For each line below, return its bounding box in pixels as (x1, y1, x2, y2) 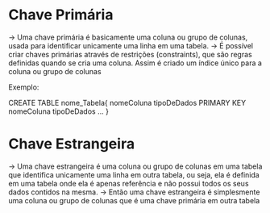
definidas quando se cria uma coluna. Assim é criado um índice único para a (8, 58, 262, 68)
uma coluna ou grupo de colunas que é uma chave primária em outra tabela (8, 195, 260, 205)
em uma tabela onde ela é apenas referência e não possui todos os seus (8, 178, 249, 188)
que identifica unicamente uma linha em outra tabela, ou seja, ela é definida (8, 169, 260, 179)
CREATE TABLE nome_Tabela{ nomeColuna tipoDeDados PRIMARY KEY (8, 98, 247, 107)
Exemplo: (8, 82, 39, 92)
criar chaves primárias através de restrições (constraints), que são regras (8, 49, 252, 59)
